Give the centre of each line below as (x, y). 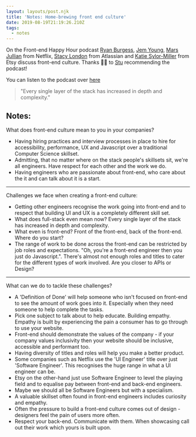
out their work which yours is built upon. (63, 427)
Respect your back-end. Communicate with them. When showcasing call (102, 421)
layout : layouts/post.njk (37, 11)
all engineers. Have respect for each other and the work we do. (90, 166)
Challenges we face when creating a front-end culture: (72, 195)
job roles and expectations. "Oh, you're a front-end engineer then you (98, 250)
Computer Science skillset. (47, 153)
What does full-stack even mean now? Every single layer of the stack (98, 219)
